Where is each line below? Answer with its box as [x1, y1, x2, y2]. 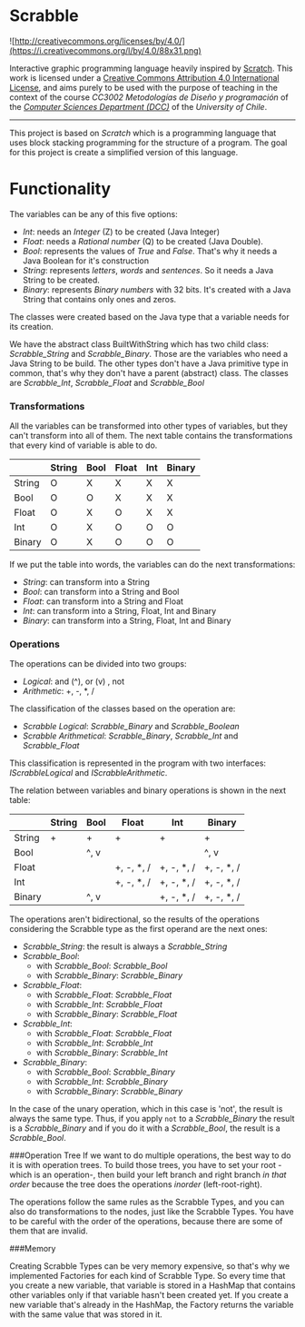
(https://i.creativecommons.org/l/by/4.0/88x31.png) [9, 45, 202, 55]
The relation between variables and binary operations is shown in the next [9, 785, 287, 796]
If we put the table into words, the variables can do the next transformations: [9, 560, 296, 570]
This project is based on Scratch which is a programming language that [9, 127, 277, 138]
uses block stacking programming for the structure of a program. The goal [9, 137, 288, 148]
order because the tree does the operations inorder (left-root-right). [9, 1179, 263, 1190]
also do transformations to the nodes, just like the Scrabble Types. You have [9, 1206, 294, 1217]
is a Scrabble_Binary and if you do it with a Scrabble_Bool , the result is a [9, 1123, 280, 1134]
